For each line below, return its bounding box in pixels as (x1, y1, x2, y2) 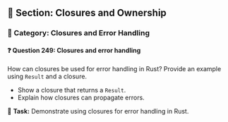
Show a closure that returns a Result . (17, 85, 126, 94)
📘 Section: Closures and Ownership (7, 7, 167, 19)
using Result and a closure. (7, 72, 87, 80)
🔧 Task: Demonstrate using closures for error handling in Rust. (7, 106, 189, 115)
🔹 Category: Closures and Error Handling (7, 28, 150, 38)
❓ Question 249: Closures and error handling (7, 46, 141, 54)
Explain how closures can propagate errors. (17, 93, 145, 102)
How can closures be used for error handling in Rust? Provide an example (7, 64, 222, 73)
